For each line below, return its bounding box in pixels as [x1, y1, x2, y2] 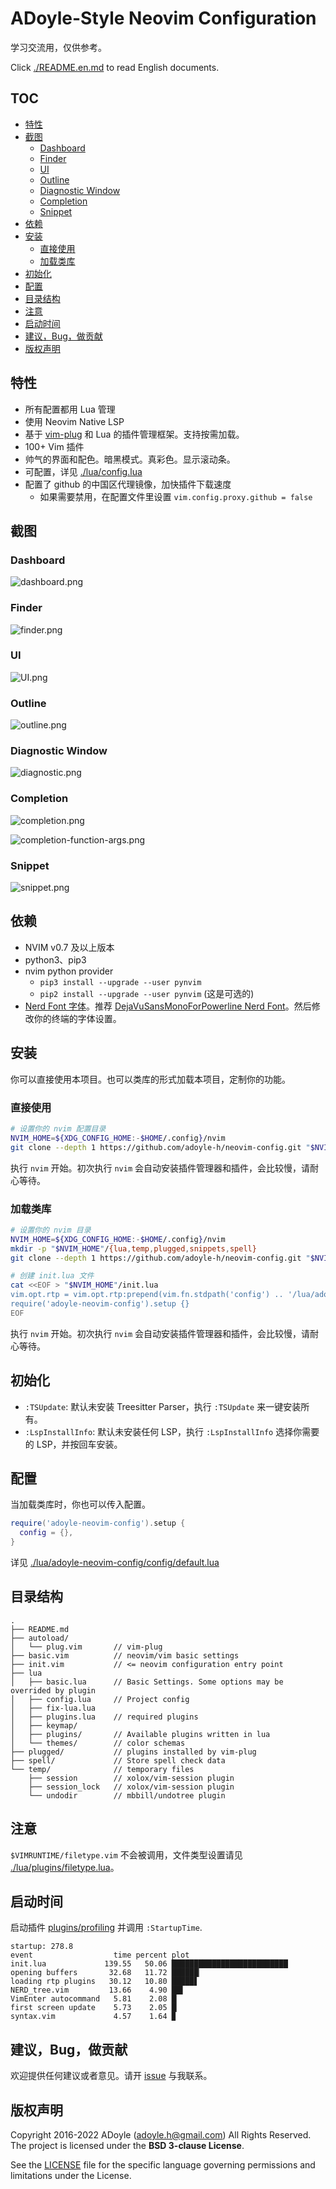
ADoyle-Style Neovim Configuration [10, 7, 317, 30]
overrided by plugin [10, 1685, 97, 1696]
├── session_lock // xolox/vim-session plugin [28, 1782, 235, 1792]
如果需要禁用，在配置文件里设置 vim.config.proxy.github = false [39, 490, 313, 502]
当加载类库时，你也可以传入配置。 [10, 1498, 151, 1511]
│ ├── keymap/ [10, 1720, 78, 1731]
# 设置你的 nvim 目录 [10, 1225, 92, 1235]
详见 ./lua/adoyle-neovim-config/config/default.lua [10, 1557, 220, 1568]
